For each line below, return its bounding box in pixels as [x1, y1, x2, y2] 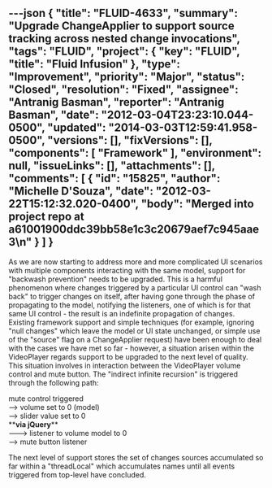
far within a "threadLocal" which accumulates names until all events [8, 461, 235, 471]
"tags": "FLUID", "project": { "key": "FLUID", [8, 45, 240, 59]
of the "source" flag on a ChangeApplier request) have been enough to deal [8, 334, 262, 344]
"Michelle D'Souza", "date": [8, 185, 154, 198]
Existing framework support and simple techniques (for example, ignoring [8, 317, 255, 327]
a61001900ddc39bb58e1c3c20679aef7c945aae [8, 223, 260, 237]
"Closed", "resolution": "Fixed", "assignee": [8, 83, 239, 97]
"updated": [47, 121, 106, 135]
